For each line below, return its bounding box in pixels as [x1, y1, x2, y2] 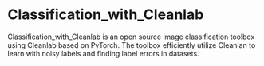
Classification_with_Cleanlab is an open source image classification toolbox [7, 32, 255, 41]
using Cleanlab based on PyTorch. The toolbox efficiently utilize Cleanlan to [7, 40, 256, 49]
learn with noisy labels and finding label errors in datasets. [7, 49, 200, 58]
